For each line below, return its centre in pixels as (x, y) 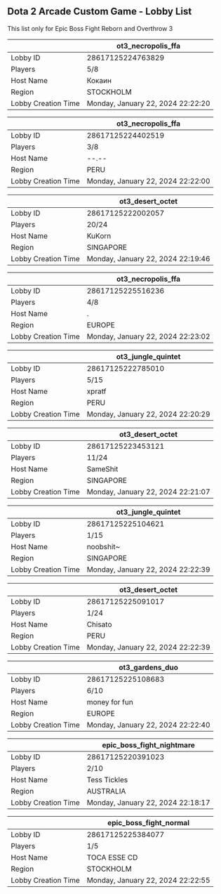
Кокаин (99, 80)
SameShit (102, 468)
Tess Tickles (107, 780)
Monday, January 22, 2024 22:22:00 (148, 180)
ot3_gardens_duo (149, 667)
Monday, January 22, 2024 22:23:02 (148, 336)
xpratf (96, 391)
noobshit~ (103, 546)
